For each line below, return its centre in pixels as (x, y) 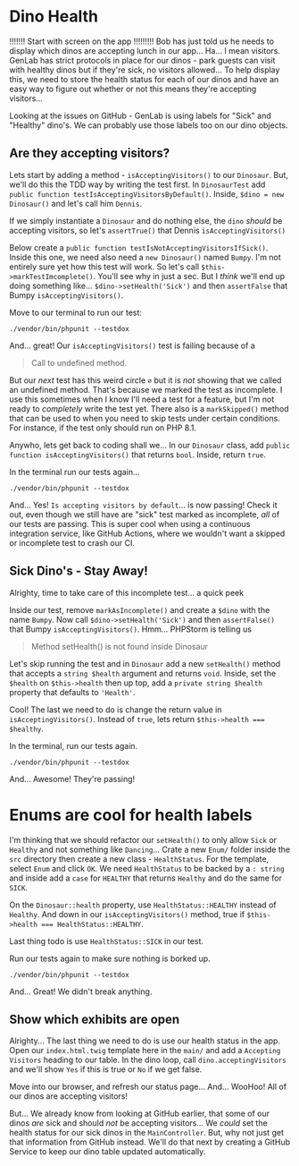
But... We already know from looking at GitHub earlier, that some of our (140, 1114)
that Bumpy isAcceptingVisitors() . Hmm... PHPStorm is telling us (131, 629)
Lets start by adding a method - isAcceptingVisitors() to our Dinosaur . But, (149, 174)
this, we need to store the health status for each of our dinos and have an (144, 79)
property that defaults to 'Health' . (72, 692)
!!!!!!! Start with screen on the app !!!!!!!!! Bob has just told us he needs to (142, 41)
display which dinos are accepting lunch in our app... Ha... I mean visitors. (145, 50)
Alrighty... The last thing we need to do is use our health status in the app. (145, 1041)
